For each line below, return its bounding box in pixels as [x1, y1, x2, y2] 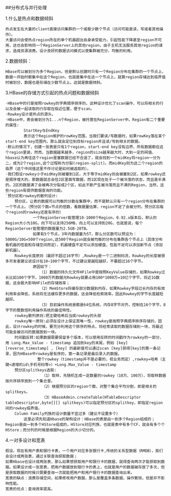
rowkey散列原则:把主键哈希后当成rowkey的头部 [14, 313, 102, 318]
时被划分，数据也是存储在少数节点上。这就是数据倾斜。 [5, 80, 105, 85]
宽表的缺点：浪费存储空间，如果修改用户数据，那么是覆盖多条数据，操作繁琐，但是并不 [5, 476, 161, 481]
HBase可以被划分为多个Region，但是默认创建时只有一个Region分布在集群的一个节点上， [5, 69, 166, 74]
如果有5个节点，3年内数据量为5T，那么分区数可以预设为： [32, 232, 137, 237]
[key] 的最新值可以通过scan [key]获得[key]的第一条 [55, 346, 157, 351]
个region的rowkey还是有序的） [5, 210, 64, 215]
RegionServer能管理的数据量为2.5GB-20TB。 [5, 226, 90, 231]
